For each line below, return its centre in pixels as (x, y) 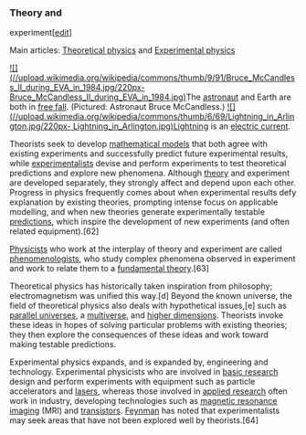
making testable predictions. (63, 345)
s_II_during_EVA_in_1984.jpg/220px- (77, 88)
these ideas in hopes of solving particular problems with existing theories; (148, 325)
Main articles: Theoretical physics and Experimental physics (122, 50)
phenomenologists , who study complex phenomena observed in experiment (153, 259)
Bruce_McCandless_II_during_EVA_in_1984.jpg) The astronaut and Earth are (151, 97)
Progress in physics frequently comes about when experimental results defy (153, 193)
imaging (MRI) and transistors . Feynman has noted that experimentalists (145, 411)
